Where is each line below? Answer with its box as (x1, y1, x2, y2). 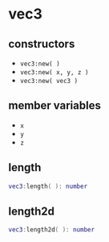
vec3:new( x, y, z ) (19, 69, 89, 77)
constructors (8, 37, 75, 51)
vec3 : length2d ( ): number (8, 226, 95, 234)
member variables (8, 98, 102, 113)
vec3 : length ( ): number (8, 182, 88, 190)
